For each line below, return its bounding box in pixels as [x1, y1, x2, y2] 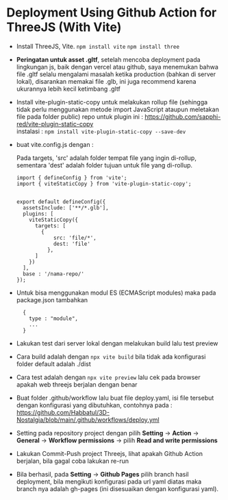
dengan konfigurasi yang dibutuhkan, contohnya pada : [16, 400, 173, 409]
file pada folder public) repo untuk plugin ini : [16, 112, 143, 121]
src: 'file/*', [53, 234, 97, 241]
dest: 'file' [53, 240, 90, 247]
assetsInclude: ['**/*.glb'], [23, 204, 109, 211]
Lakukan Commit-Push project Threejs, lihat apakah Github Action [16, 449, 203, 457]
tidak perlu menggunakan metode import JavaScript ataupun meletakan [16, 105, 220, 113]
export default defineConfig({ [16, 198, 106, 205]
